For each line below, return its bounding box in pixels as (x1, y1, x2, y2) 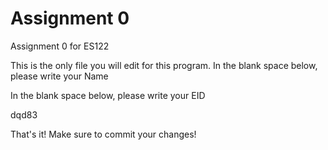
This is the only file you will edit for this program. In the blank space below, (10, 59, 318, 71)
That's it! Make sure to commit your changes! (10, 128, 197, 140)
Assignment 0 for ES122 (10, 40, 110, 52)
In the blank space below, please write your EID (10, 89, 206, 101)
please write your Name (10, 70, 109, 82)
